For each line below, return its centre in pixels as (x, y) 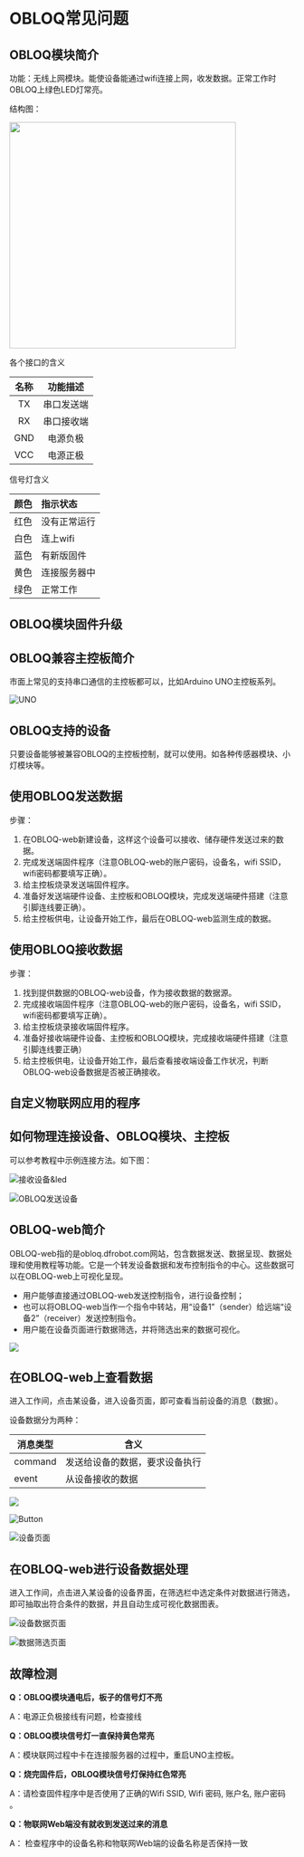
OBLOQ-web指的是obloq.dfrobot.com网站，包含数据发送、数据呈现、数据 (147, 1253)
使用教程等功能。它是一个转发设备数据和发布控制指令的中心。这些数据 (156, 1265)
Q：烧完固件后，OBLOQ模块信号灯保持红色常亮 (98, 1775)
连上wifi (58, 538)
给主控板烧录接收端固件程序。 (78, 1026)
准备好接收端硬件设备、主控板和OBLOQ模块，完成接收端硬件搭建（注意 (155, 1038)
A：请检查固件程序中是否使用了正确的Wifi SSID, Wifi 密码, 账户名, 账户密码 (148, 1794)
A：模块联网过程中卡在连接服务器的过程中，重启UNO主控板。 (124, 1755)
